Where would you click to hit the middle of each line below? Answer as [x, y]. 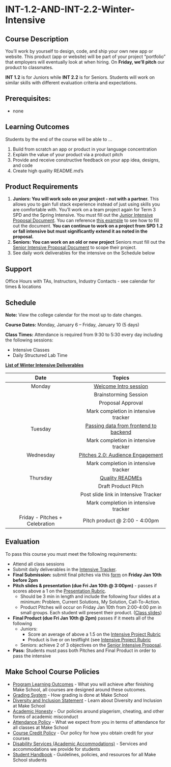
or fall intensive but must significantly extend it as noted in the [80, 231]
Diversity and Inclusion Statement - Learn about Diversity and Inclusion [87, 700]
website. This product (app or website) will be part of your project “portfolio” [85, 56]
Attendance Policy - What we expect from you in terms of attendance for [89, 722]
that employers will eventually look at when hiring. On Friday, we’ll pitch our [85, 62]
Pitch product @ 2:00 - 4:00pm [121, 521]
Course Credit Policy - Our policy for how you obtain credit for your [83, 733]
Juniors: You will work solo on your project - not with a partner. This [86, 199]
